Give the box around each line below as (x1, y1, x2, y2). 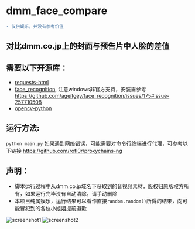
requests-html (14, 79, 49, 86)
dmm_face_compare (6, 4, 108, 18)
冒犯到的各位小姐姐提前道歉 (19, 204, 87, 211)
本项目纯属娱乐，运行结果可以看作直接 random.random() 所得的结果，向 (14, 197, 183, 204)
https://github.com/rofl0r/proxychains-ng (22, 147, 122, 154)
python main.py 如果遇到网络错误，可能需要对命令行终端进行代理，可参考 (6, 139, 183, 147)
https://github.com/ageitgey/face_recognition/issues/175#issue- (14, 93, 170, 100)
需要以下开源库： (6, 63, 68, 73)
